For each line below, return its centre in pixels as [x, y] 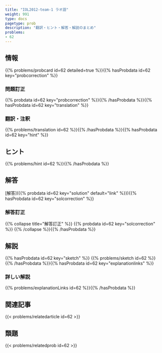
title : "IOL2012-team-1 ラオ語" [37, 10]
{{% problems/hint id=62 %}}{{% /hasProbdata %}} [57, 164]
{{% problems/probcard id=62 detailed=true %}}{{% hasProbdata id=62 [78, 70]
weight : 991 [17, 14]
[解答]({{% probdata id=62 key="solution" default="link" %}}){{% [71, 193]
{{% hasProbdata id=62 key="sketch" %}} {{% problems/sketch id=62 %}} [81, 258]
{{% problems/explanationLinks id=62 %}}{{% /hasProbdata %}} [70, 288]
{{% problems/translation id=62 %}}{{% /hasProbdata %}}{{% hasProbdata [81, 130]
